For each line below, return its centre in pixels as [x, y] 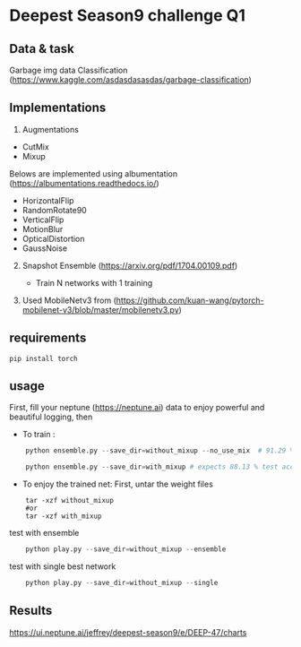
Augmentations [50, 129]
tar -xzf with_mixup [64, 516]
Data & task [42, 49]
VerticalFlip [43, 220]
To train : [39, 435]
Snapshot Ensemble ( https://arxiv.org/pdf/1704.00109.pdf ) [130, 265]
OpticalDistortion [53, 238]
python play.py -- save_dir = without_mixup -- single [122, 583]
